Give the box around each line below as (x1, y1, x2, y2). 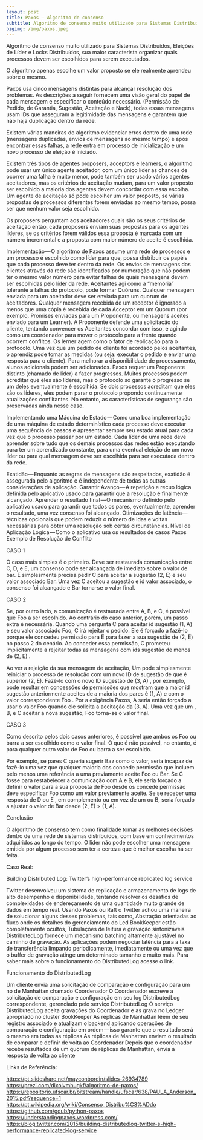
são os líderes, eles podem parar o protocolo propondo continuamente (6, 389, 182, 397)
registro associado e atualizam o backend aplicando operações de (6, 1020, 172, 1027)
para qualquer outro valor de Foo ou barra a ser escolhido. (6, 746, 152, 753)
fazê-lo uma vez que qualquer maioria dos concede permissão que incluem (6, 764, 195, 771)
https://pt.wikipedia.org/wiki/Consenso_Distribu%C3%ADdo (6, 1101, 156, 1109)
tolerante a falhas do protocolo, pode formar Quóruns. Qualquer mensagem (6, 286, 195, 294)
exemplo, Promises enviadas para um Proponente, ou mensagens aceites (6, 312, 189, 320)
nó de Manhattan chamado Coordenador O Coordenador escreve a (6, 987, 173, 995)
